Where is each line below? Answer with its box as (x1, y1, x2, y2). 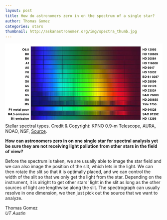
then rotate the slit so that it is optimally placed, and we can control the (5, 169, 151, 175)
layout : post (5, 8, 32, 13)
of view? (5, 149, 23, 155)
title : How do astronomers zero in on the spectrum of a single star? (5, 13, 155, 18)
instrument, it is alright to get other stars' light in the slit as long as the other (5, 180, 161, 186)
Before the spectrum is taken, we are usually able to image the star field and (5, 158, 162, 164)
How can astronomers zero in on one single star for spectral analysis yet (5, 138, 159, 144)
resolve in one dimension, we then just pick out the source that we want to (5, 190, 158, 196)
